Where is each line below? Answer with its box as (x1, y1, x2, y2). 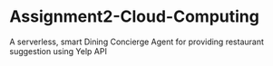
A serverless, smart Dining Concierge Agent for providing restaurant (9, 36, 265, 47)
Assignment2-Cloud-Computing (9, 6, 260, 27)
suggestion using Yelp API (9, 45, 107, 56)
